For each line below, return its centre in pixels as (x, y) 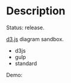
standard (26, 63)
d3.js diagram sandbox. (35, 39)
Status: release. (25, 27)
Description (36, 11)
